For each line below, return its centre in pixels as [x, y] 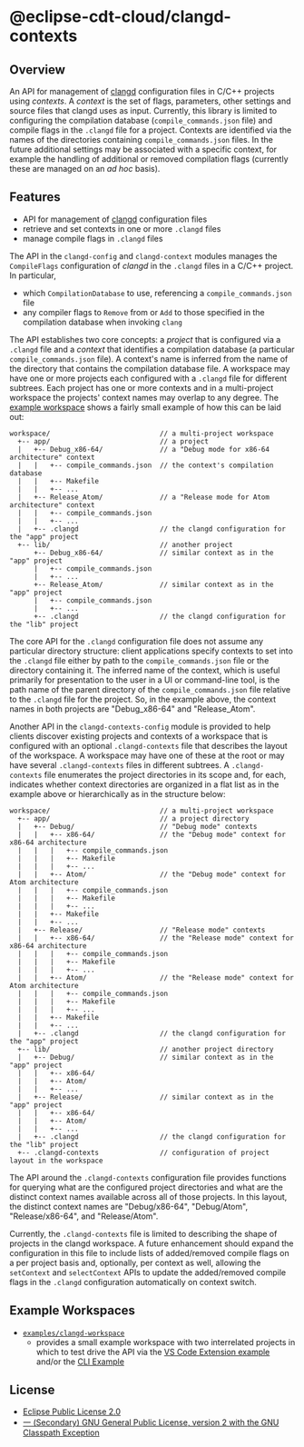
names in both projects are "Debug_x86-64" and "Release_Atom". [132, 709]
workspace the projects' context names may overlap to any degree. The [144, 397]
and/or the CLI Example [80, 1362]
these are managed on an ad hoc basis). [85, 169]
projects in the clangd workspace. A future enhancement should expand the [152, 1243]
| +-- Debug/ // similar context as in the [146, 1057]
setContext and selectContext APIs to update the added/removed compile [148, 1272]
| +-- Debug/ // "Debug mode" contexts [137, 826]
